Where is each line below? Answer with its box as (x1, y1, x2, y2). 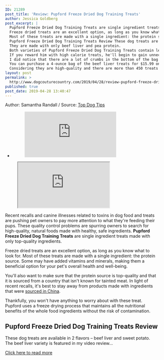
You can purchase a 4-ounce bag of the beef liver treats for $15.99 (9, 61, 154, 66)
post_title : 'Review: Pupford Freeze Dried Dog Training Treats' (5, 12, 141, 17)
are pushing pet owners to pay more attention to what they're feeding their (5, 218, 155, 224)
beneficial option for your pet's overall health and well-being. (5, 264, 128, 269)
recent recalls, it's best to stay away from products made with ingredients (5, 283, 153, 289)
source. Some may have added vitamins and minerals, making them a (5, 258, 145, 264)
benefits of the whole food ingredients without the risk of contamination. (5, 308, 151, 314)
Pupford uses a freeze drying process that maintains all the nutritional (5, 303, 145, 309)
